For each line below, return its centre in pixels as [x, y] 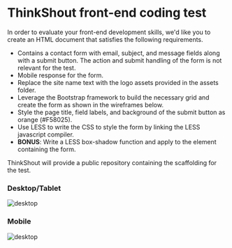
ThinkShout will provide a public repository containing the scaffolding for [112, 162]
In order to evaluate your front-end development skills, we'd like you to [109, 32]
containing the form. [46, 149]
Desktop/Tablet [34, 188]
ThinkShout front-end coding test [107, 13]
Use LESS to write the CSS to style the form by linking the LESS [109, 127]
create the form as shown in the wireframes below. [90, 104]
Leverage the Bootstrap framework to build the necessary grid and [113, 97]
